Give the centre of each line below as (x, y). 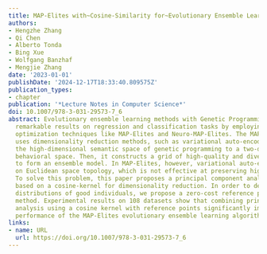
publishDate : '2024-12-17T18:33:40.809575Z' (83, 82)
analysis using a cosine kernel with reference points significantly (133, 208)
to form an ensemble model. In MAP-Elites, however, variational (126, 164)
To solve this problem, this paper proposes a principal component (130, 179)
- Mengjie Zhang (35, 68)
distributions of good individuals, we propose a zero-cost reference (135, 193)
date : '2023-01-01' (41, 75)
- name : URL (28, 231)
